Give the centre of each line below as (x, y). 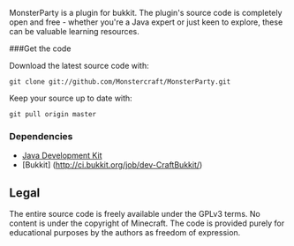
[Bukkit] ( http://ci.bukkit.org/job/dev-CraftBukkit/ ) (112, 165)
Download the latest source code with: (79, 66)
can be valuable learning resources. (74, 31)
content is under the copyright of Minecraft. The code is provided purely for (147, 223)
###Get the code (40, 48)
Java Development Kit (62, 156)
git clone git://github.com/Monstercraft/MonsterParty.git (120, 82)
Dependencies (41, 136)
